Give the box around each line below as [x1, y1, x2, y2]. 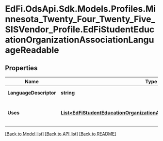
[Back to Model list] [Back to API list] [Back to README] [5, 131, 116, 137]
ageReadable [5, 45, 59, 56]
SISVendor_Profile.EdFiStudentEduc [5, 24, 155, 35]
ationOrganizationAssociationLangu [5, 34, 154, 46]
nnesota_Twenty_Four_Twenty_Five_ [5, 14, 155, 25]
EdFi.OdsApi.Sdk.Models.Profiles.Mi [5, 3, 156, 15]
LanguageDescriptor [7, 90, 56, 96]
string [60, 90, 75, 96]
